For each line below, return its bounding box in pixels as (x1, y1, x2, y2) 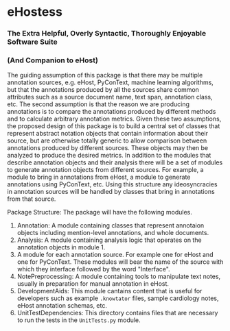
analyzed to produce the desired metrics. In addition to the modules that (7, 151, 211, 160)
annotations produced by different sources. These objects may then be (7, 144, 208, 152)
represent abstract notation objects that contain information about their (7, 130, 208, 138)
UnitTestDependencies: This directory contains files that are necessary (16, 309, 218, 317)
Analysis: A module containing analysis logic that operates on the (16, 236, 202, 244)
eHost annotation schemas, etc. (16, 302, 108, 310)
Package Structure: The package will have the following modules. (7, 208, 192, 217)
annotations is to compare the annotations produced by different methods (7, 108, 216, 116)
